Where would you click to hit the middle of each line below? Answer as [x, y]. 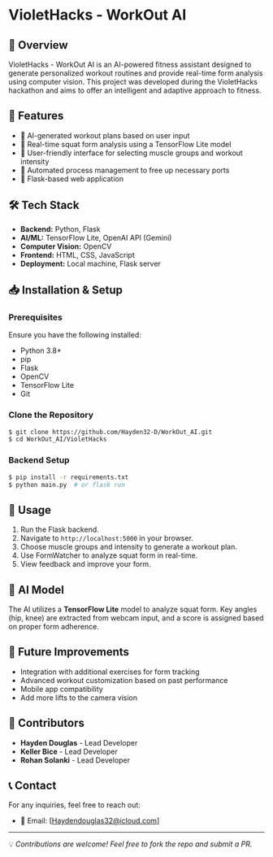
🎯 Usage [30, 510]
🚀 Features [36, 116]
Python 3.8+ [41, 350]
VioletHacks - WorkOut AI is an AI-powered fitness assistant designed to [130, 64]
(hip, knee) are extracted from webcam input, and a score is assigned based [136, 618]
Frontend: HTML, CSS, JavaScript [78, 254]
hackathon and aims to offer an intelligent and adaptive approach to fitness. [135, 90]
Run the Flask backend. [59, 529]
